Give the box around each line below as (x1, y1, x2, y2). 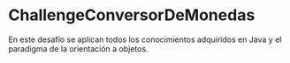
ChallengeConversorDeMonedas (8, 5, 256, 25)
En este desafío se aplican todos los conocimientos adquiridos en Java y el (8, 34, 282, 45)
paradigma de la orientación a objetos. (8, 43, 149, 53)
